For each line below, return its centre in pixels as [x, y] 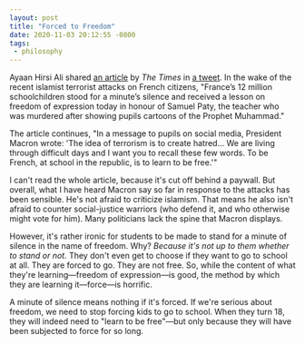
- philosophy [38, 52]
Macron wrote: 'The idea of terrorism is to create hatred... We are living [142, 143]
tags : [20, 43]
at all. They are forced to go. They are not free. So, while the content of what [152, 265]
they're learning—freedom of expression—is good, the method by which [145, 275]
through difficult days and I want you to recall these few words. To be [139, 153]
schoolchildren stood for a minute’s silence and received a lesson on [138, 97]
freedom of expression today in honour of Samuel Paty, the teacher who [144, 106]
